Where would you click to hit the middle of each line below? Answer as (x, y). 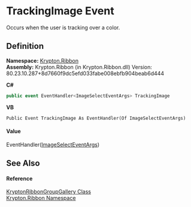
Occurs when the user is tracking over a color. (63, 27)
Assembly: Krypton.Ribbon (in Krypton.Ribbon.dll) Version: (79, 67)
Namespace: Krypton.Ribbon (43, 60)
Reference (19, 178)
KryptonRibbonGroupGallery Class (49, 191)
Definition (25, 46)
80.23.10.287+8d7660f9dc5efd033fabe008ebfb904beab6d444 (85, 73)
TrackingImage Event (60, 11)
